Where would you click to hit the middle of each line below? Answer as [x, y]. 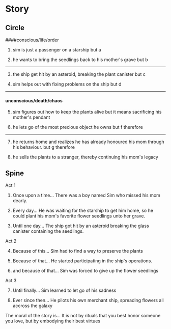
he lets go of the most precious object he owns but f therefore [78, 127]
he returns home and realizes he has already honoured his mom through [88, 142]
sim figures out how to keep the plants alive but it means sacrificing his [87, 112]
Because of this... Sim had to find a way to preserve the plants [78, 251]
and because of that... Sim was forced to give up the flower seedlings [85, 271]
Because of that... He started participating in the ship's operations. [82, 261]
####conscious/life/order [32, 40]
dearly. [20, 201]
